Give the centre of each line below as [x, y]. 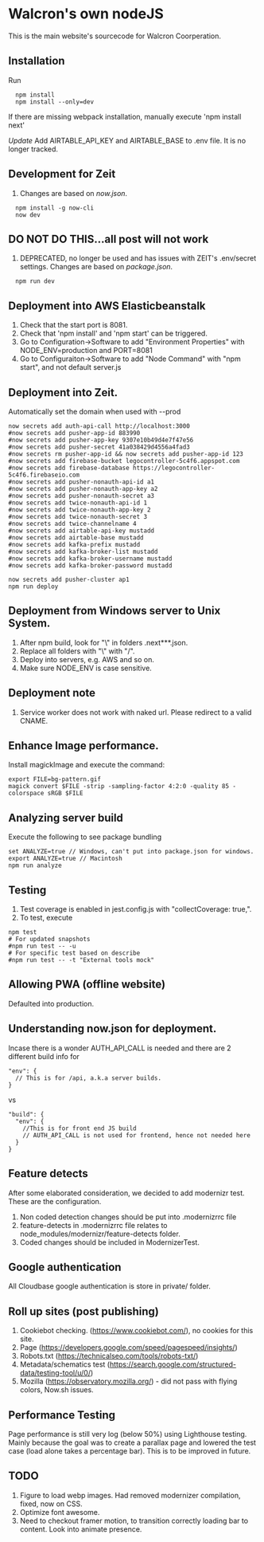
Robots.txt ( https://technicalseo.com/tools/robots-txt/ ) [109, 1356]
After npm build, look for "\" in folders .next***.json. [104, 642]
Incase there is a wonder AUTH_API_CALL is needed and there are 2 [120, 1048]
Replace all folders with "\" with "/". [77, 651]
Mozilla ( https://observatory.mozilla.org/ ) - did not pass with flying [128, 1381]
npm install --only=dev [54, 102]
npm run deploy [33, 587]
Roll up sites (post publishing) [83, 1311]
